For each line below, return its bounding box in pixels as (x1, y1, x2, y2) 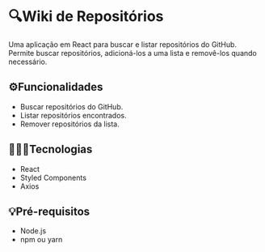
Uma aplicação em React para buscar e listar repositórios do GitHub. (8, 39, 237, 49)
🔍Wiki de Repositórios (8, 7, 164, 26)
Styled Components (19, 173, 87, 182)
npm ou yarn (19, 235, 63, 245)
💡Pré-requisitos (8, 204, 90, 218)
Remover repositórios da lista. (19, 119, 120, 129)
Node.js (19, 226, 47, 236)
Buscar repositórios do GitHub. (19, 101, 124, 111)
